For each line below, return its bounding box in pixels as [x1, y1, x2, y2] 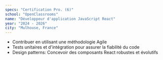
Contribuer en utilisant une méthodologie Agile [12, 39, 107, 45]
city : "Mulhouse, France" [5, 26, 58, 30]
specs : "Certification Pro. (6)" [5, 7, 74, 12]
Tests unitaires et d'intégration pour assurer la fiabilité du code [12, 44, 140, 50]
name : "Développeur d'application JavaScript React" [5, 16, 116, 21]
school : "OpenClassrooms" [5, 12, 58, 17]
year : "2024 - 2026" [5, 21, 48, 26]
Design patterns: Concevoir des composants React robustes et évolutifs [12, 50, 159, 56]
